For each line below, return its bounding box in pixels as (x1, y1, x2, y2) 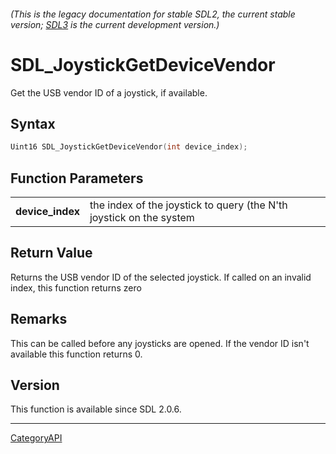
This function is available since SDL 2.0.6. (10, 403, 182, 415)
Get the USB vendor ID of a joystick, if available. (10, 86, 208, 99)
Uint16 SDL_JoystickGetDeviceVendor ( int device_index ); (10, 142, 248, 152)
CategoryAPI (10, 432, 63, 444)
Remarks (10, 311, 68, 328)
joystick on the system (89, 211, 195, 225)
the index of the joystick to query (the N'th (89, 198, 288, 212)
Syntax (10, 115, 56, 132)
